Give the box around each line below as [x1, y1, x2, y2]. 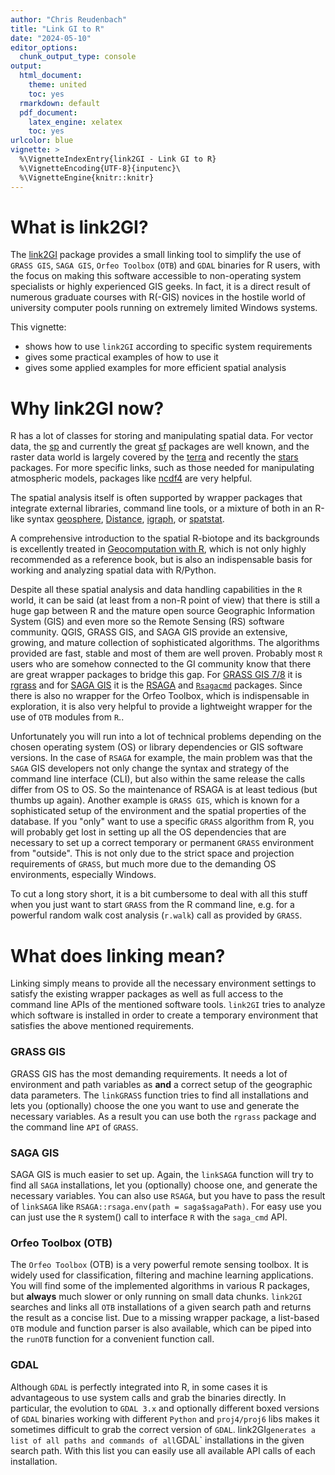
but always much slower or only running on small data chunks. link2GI [10, 1291, 303, 1303]
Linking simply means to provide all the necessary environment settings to [10, 977, 317, 990]
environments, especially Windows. [10, 869, 157, 881]
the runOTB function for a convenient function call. [10, 1333, 215, 1345]
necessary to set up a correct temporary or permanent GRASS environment [10, 837, 315, 849]
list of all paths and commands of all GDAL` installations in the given [10, 1434, 305, 1446]
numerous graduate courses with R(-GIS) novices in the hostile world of [10, 291, 307, 303]
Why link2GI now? [10, 397, 165, 420]
